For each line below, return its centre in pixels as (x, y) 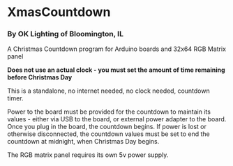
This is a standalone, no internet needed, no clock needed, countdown (109, 91)
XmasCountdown (59, 12)
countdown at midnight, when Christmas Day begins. (83, 142)
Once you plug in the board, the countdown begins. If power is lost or (107, 127)
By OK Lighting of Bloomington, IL (66, 34)
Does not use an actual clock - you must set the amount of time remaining (116, 70)
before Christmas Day (40, 77)
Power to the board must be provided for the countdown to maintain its (109, 112)
